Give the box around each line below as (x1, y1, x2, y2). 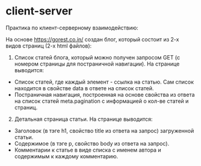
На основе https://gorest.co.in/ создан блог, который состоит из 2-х (5, 35, 179, 43)
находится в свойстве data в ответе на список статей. (14, 84, 154, 91)
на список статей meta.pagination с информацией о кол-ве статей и (14, 97, 189, 105)
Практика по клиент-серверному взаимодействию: (5, 24, 139, 31)
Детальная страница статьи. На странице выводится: (14, 115, 153, 123)
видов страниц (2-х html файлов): (5, 42, 92, 49)
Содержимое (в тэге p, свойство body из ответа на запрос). (14, 140, 170, 147)
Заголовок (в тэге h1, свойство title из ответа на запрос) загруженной (14, 127, 194, 134)
